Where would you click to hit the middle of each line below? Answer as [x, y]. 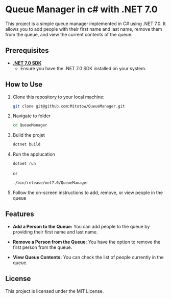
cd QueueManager [30, 125]
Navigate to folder [32, 116]
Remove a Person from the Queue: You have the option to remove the [87, 242]
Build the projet [29, 135]
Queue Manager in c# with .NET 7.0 [81, 9]
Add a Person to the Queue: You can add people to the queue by [81, 226]
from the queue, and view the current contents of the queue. [69, 34]
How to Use [24, 85]
